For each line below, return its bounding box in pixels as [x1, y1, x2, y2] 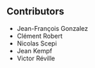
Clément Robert [16, 32, 63, 40]
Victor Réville [16, 54, 56, 62]
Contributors [6, 6, 65, 18]
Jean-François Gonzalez [16, 24, 89, 32]
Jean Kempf [16, 46, 53, 55]
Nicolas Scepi [16, 39, 57, 48]
